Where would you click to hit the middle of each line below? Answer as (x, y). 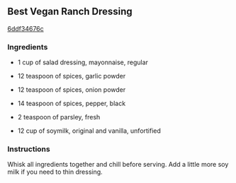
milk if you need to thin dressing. (55, 172)
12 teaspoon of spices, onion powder (72, 90)
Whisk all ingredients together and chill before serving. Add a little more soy (118, 165)
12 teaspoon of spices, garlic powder (72, 76)
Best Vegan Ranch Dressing (70, 12)
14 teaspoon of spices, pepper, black (72, 104)
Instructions (29, 149)
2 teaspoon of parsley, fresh (59, 117)
